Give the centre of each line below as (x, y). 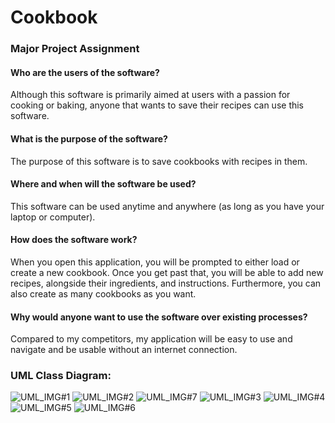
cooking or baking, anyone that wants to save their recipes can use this (157, 105)
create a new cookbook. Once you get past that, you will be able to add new (167, 272)
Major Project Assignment (75, 49)
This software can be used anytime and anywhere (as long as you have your (167, 206)
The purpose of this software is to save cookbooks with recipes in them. (159, 161)
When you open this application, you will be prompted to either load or (155, 262)
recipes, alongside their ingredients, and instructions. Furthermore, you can (166, 283)
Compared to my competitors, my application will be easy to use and (151, 339)
